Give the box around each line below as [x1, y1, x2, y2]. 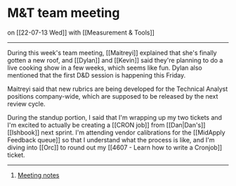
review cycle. [7, 99, 46, 108]
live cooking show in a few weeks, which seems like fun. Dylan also [7, 63, 202, 72]
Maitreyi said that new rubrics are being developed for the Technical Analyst [7, 85, 228, 93]
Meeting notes [17, 170, 60, 179]
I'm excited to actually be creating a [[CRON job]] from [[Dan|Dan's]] [7, 120, 206, 129]
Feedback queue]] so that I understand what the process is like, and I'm [7, 135, 215, 144]
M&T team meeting [7, 5, 120, 21]
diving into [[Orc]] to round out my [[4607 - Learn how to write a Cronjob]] [7, 143, 223, 151]
